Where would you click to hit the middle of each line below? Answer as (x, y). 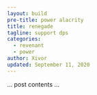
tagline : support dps (38, 33)
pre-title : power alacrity (45, 20)
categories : (24, 39)
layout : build (27, 13)
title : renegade (30, 26)
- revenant (29, 45)
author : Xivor (27, 59)
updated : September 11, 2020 (48, 65)
